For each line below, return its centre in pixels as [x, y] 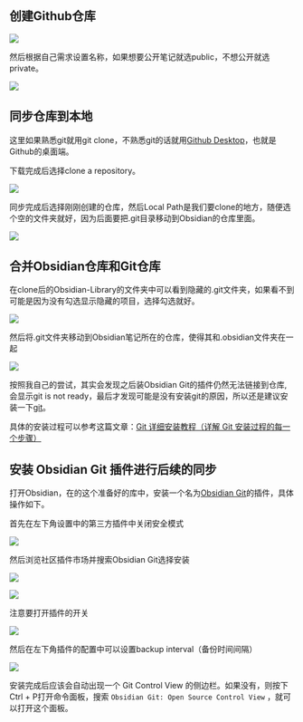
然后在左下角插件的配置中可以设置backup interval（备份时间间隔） [133, 650]
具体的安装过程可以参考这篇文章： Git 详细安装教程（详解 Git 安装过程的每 [146, 427]
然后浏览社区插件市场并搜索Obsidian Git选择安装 [99, 560]
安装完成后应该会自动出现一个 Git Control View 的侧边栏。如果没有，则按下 [149, 686]
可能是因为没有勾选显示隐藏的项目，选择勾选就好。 [104, 301]
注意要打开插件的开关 [49, 613]
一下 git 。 [34, 408]
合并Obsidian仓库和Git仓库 [85, 267]
